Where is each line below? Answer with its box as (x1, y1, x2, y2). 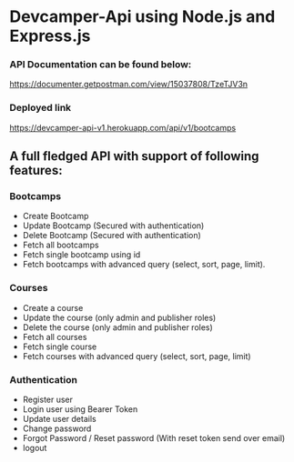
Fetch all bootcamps (22, 239, 99, 251)
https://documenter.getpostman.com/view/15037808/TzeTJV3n (9, 79, 248, 90)
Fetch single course (22, 341, 97, 352)
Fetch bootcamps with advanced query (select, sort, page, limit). (22, 259, 266, 270)
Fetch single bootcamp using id (22, 249, 141, 260)
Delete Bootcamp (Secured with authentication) (22, 230, 202, 241)
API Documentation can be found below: (9, 58, 192, 71)
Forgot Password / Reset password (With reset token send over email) (22, 433, 286, 444)
